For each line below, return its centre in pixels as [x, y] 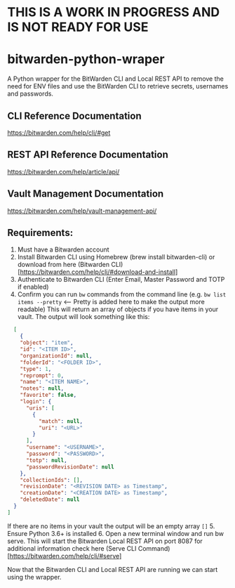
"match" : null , [60, 421]
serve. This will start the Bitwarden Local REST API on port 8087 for [105, 541]
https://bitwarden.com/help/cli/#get [59, 132]
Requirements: [40, 233]
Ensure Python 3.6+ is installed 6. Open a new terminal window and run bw [116, 533]
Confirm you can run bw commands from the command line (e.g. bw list [122, 294]
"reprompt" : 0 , [42, 375]
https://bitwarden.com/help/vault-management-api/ [82, 211]
